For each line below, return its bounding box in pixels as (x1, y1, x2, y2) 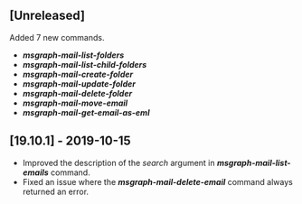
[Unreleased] (9, 8, 86, 23)
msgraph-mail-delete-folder (22, 88, 133, 98)
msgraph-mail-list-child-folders (22, 59, 147, 70)
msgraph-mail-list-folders (22, 50, 125, 60)
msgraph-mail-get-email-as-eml (22, 107, 150, 117)
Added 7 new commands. (9, 32, 105, 42)
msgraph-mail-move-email (22, 97, 128, 108)
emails (22, 167, 50, 178)
